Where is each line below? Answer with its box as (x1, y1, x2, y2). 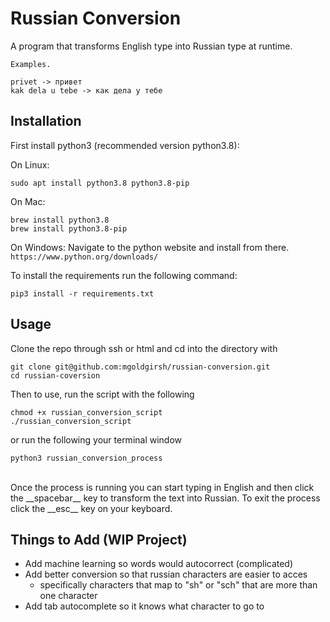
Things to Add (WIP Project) (10, 531, 188, 548)
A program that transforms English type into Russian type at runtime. (10, 40, 293, 52)
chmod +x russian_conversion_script (10, 407, 163, 417)
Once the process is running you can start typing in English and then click (10, 481, 315, 493)
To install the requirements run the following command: (10, 269, 238, 281)
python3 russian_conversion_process (10, 453, 163, 463)
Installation (10, 113, 82, 130)
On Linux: (10, 158, 50, 171)
